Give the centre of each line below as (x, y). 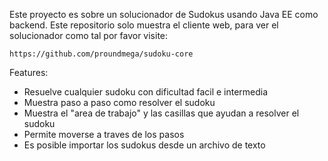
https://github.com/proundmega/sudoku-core (101, 54)
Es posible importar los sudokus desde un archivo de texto (144, 145)
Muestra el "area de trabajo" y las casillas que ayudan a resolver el (161, 113)
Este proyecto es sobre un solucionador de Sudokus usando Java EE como (164, 14)
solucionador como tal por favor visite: (89, 35)
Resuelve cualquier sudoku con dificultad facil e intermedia (146, 92)
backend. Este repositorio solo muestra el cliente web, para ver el (144, 25)
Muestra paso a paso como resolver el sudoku (119, 102)
